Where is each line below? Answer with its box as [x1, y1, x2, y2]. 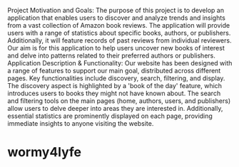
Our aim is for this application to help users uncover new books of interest [7, 44, 225, 52]
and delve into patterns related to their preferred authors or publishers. [7, 51, 215, 60]
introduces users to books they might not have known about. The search [7, 89, 221, 97]
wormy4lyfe [7, 144, 82, 161]
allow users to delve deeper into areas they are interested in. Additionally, [7, 104, 223, 112]
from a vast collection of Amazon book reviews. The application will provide [7, 21, 230, 29]
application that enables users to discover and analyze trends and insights [7, 14, 226, 22]
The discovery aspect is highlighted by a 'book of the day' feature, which [7, 82, 223, 90]
